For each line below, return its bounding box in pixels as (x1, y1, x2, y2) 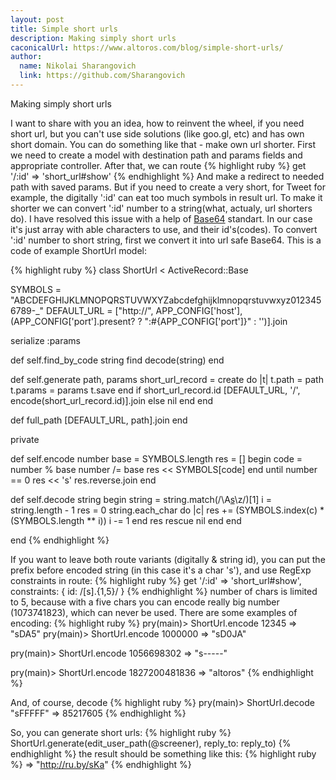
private (10, 433, 40, 445)
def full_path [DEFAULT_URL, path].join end (10, 414, 188, 426)
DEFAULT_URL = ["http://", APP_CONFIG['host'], (46, 304, 243, 316)
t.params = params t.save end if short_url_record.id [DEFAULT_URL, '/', (10, 384, 301, 396)
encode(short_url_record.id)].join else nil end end (10, 394, 214, 406)
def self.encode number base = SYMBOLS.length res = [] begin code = (10, 452, 303, 465)
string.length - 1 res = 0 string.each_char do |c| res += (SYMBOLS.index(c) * (10, 504, 325, 516)
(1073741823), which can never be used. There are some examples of (10, 606, 298, 618)
